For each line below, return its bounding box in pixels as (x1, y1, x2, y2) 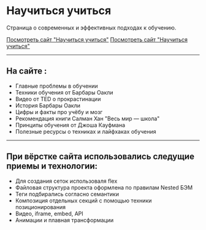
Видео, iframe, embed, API (15, 210, 84, 217)
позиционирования (15, 203, 66, 210)
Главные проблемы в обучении (15, 82, 98, 90)
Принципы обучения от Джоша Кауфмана (15, 121, 126, 129)
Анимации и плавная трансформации (15, 216, 114, 224)
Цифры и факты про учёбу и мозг (15, 108, 103, 115)
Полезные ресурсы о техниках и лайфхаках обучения (15, 128, 156, 135)
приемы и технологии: (6, 161, 98, 172)
